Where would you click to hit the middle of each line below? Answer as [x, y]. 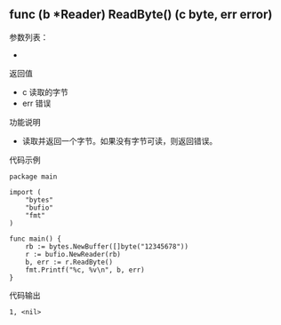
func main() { [36, 239]
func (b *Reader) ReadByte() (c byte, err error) [141, 15]
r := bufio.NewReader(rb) [73, 254]
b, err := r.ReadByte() [69, 262]
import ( [25, 192]
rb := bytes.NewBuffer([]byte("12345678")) [107, 246]
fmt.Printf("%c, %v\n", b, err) [85, 270]
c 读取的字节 [45, 91]
